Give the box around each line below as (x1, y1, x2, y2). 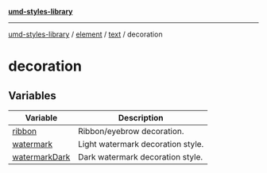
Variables (8, 89, 57, 102)
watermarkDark (12, 152, 71, 162)
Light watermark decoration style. (78, 139, 204, 149)
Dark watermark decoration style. (78, 152, 203, 162)
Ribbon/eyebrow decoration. (78, 126, 184, 136)
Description (118, 113, 164, 123)
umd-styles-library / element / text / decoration (8, 29, 163, 39)
